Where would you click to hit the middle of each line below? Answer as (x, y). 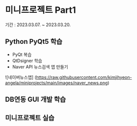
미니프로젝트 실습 (30, 118)
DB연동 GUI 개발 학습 (35, 100)
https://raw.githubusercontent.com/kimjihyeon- (84, 77)
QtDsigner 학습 (27, 61)
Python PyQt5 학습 (34, 42)
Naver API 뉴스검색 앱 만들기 (40, 66)
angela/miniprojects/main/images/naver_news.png (56, 83)
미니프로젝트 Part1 (41, 10)
